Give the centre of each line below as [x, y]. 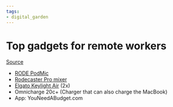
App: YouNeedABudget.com [49, 98]
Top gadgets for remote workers [86, 46]
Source [15, 62]
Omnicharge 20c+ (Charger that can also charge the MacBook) [91, 92]
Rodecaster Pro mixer [41, 80]
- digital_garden [27, 17]
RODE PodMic [31, 73]
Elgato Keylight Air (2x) [42, 86]
